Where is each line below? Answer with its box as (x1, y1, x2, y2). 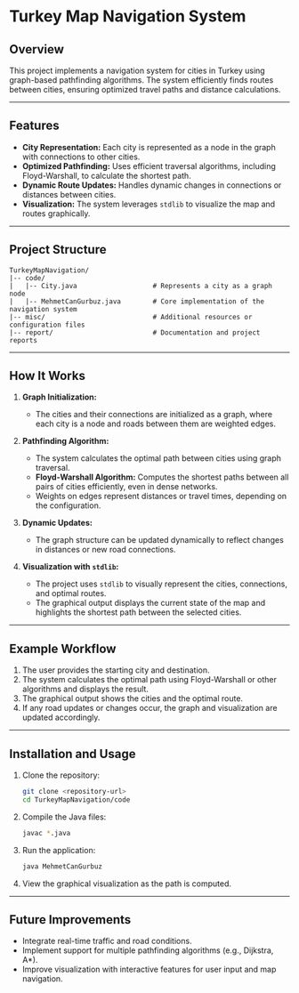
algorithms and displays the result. (21, 683, 149, 695)
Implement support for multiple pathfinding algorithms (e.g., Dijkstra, (21, 945, 274, 956)
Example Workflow (9, 641, 117, 656)
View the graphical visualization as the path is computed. (21, 878, 232, 889)
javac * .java (21, 828, 71, 837)
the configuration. (35, 500, 101, 511)
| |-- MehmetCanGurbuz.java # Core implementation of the (9, 296, 265, 306)
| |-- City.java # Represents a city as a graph (9, 281, 273, 290)
